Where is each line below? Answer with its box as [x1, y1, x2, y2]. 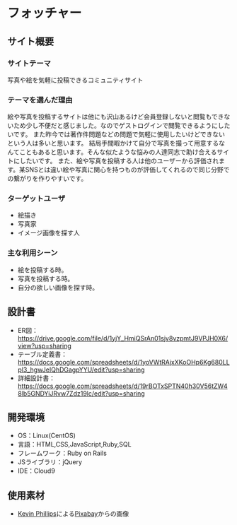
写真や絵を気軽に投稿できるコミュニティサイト [7, 76, 144, 84]
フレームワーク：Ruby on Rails [17, 449, 108, 458]
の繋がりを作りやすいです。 [7, 175, 88, 183]
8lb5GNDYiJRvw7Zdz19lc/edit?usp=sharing [17, 389, 145, 398]
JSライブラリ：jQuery [17, 458, 83, 466]
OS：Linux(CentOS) [17, 431, 76, 440]
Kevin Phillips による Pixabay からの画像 [17, 509, 129, 518]
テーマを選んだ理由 [7, 95, 73, 105]
